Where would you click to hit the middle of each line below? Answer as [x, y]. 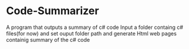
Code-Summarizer [53, 11]
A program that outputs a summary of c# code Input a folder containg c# [95, 27]
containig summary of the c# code [48, 40]
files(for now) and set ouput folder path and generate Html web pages [92, 33]
